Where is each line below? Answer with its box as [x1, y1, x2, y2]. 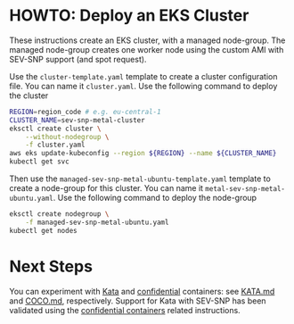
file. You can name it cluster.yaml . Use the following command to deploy [9, 80, 278, 91]
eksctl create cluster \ [9, 124, 102, 133]
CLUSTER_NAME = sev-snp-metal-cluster [9, 115, 145, 125]
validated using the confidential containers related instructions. [9, 304, 241, 315]
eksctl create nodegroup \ [9, 210, 110, 219]
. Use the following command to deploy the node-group [53, 193, 257, 204]
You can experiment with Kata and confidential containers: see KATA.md [9, 286, 275, 296]
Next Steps [9, 256, 94, 277]
